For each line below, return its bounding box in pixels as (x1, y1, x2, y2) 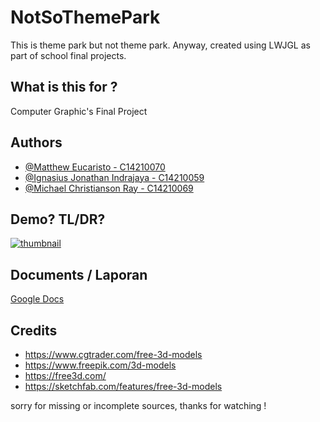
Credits (10, 322, 58, 339)
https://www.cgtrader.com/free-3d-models (24, 349, 203, 360)
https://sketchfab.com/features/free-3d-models (24, 381, 223, 392)
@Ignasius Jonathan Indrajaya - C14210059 (24, 171, 205, 183)
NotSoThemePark (10, 6, 161, 29)
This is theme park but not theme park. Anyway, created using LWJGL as (10, 39, 311, 51)
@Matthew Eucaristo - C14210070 (24, 161, 166, 173)
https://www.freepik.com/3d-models (24, 359, 177, 371)
